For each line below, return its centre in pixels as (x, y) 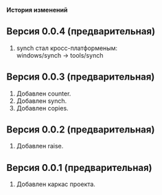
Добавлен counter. (44, 93)
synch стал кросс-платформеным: (67, 48)
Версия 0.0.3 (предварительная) (81, 77)
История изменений (37, 10)
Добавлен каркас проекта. (56, 184)
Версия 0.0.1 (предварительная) (79, 168)
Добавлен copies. (43, 108)
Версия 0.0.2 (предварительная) (81, 130)
